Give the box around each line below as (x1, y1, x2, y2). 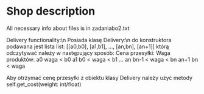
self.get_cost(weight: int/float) (6, 81, 82, 88)
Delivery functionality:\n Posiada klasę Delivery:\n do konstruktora (6, 36, 172, 43)
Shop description (6, 4, 96, 18)
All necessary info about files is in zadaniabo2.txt (6, 24, 130, 32)
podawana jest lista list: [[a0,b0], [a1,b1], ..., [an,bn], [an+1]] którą (6, 43, 169, 50)
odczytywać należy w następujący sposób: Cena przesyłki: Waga (6, 49, 171, 56)
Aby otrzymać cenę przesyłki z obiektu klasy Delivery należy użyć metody (6, 74, 193, 81)
